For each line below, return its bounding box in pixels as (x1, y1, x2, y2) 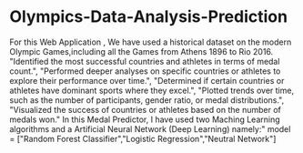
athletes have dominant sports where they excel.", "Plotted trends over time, (9, 85, 294, 96)
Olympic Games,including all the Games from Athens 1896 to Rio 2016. (9, 46, 274, 56)
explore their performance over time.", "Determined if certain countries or (9, 75, 285, 86)
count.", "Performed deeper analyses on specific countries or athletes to (9, 66, 281, 76)
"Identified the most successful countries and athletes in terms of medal (9, 56, 280, 66)
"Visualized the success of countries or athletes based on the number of (9, 104, 282, 115)
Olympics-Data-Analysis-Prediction (9, 6, 288, 27)
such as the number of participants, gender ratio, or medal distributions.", (9, 94, 285, 106)
